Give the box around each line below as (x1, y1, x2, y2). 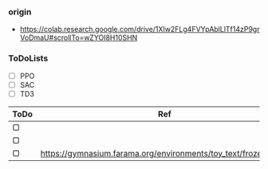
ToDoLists (8, 53, 49, 64)
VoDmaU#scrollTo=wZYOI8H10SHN (19, 33, 138, 42)
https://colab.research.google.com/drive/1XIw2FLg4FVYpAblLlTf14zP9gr (19, 25, 260, 34)
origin (8, 6, 32, 18)
